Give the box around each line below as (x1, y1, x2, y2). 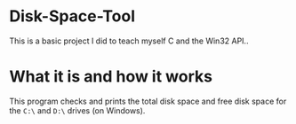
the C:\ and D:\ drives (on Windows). (9, 105, 146, 116)
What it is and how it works (9, 66, 213, 87)
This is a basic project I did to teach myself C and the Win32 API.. (9, 35, 249, 46)
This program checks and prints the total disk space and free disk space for (9, 96, 287, 106)
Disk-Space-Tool (9, 6, 136, 27)
